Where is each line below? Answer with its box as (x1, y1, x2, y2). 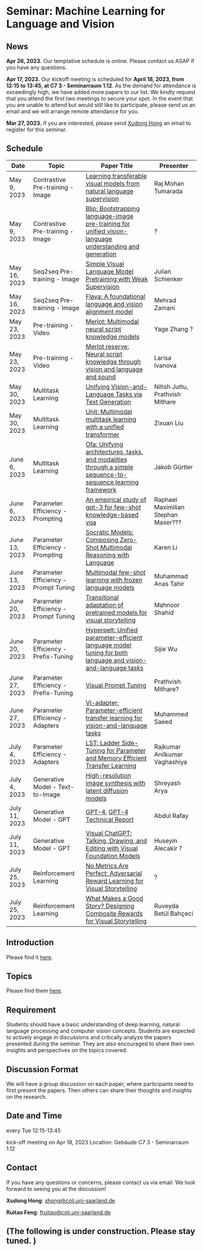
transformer (85, 430, 120, 438)
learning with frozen (85, 575, 143, 584)
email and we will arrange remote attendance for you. (6, 108, 140, 115)
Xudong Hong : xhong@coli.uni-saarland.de (6, 1196, 115, 1204)
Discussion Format (6, 1064, 79, 1075)
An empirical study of (85, 495, 147, 504)
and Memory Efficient (85, 754, 147, 762)
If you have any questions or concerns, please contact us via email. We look (6, 1178, 196, 1186)
